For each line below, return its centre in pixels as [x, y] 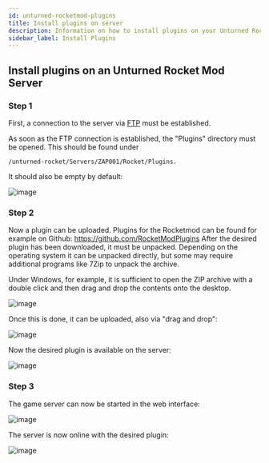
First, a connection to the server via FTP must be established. [110, 123]
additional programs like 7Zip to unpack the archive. [94, 264]
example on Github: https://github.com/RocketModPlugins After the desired [133, 239]
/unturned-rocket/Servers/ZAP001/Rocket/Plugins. [93, 162]
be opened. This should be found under [74, 147]
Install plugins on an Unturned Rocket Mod [117, 70]
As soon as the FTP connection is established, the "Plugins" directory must [132, 138]
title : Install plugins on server [66, 23]
